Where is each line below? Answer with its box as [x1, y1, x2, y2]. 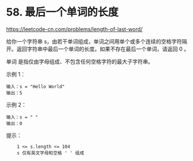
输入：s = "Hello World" [6, 83, 65, 89]
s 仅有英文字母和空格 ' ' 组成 [17, 150, 84, 156]
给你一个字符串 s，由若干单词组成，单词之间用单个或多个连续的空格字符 [6, 38, 182, 45]
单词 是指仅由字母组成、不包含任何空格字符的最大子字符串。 [6, 58, 153, 65]
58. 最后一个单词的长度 [6, 5, 119, 19]
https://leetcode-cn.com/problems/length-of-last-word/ [6, 25, 143, 33]
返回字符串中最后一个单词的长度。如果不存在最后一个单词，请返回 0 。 [16, 45, 189, 52]
